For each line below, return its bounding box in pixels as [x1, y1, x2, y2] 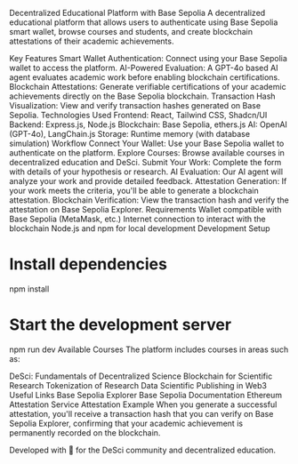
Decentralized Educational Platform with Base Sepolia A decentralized [9, 8, 266, 18]
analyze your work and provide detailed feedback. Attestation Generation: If [9, 176, 287, 186]
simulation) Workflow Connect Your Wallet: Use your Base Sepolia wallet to [9, 138, 285, 148]
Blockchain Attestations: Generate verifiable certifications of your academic [9, 82, 286, 92]
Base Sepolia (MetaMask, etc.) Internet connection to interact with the [9, 213, 266, 224]
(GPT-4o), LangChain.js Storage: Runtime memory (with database [9, 129, 251, 139]
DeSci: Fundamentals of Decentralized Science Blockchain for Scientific [9, 371, 273, 381]
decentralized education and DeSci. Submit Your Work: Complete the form [9, 157, 282, 167]
